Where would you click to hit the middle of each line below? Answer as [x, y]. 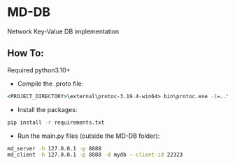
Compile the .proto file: [50, 84]
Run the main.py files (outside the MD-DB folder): [88, 136]
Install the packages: [47, 109]
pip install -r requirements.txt [56, 123]
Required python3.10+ [39, 70]
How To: [26, 53]
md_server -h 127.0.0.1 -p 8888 [54, 148]
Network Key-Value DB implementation [63, 31]
